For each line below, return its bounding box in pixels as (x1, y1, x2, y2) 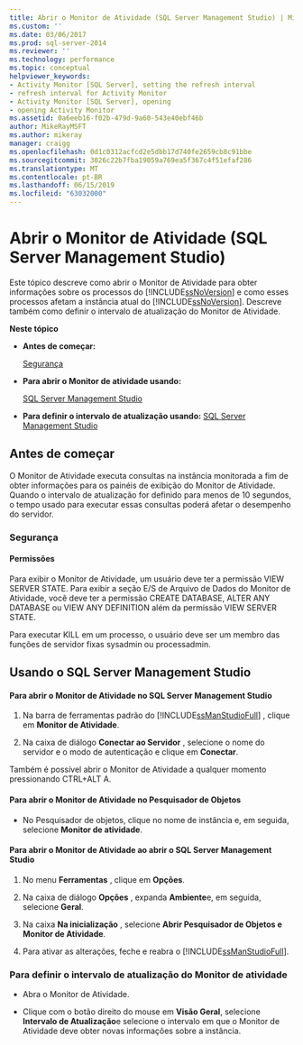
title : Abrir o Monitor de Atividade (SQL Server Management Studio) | (9, 13, 284, 23)
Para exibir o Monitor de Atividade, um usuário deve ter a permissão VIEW (9, 573, 285, 584)
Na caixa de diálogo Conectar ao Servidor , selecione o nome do (22, 737, 266, 748)
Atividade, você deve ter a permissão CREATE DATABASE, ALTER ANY (9, 592, 271, 603)
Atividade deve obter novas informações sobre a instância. (22, 1025, 242, 1037)
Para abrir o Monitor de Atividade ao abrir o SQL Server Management (9, 845, 272, 856)
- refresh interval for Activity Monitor (9, 88, 168, 97)
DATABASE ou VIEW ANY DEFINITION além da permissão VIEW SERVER (9, 601, 278, 613)
